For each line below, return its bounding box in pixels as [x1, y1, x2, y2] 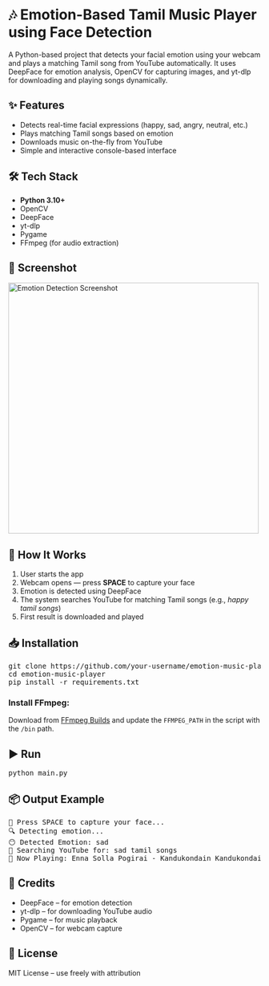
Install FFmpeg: [8, 697, 70, 708]
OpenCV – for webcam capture [19, 923, 122, 933]
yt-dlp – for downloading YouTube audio [19, 906, 153, 916]
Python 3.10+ [19, 195, 66, 205]
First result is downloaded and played [19, 612, 144, 621]
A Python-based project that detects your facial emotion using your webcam [8, 50, 261, 59]
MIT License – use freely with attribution [8, 968, 142, 977]
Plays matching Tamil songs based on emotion [19, 128, 174, 138]
